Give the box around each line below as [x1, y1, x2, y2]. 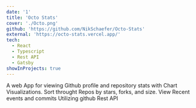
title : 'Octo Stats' [6, 15, 59, 21]
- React [12, 43, 32, 49]
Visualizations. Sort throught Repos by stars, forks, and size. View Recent [6, 89, 190, 96]
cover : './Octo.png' [6, 20, 59, 26]
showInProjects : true [6, 65, 61, 72]
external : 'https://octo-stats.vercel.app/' [6, 32, 121, 38]
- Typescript [12, 49, 45, 55]
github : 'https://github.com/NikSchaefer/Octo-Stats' [6, 25, 146, 32]
